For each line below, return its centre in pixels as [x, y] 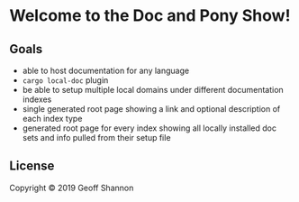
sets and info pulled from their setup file [96, 138]
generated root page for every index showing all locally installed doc [149, 128]
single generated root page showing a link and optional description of [151, 109]
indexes [37, 99]
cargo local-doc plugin [65, 80]
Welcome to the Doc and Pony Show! [150, 16]
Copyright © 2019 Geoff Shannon [72, 188]
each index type [52, 119]
